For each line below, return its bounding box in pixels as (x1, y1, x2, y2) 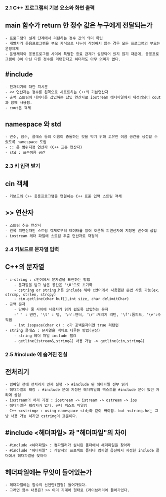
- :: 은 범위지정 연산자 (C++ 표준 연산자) (5, 145, 83, 150)
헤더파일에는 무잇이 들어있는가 (5, 468, 92, 477)
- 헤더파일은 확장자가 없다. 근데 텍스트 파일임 (5, 403, 87, 408)
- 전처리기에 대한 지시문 (5, 84, 48, 89)
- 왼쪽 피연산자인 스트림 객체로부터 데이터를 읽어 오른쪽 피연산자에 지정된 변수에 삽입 (5, 228, 157, 233)
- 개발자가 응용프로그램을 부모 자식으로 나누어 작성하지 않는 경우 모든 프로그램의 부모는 (5, 41, 161, 46)
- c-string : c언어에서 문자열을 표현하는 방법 (5, 277, 90, 282)
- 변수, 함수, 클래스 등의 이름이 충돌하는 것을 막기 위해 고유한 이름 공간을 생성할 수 (5, 134, 158, 139)
